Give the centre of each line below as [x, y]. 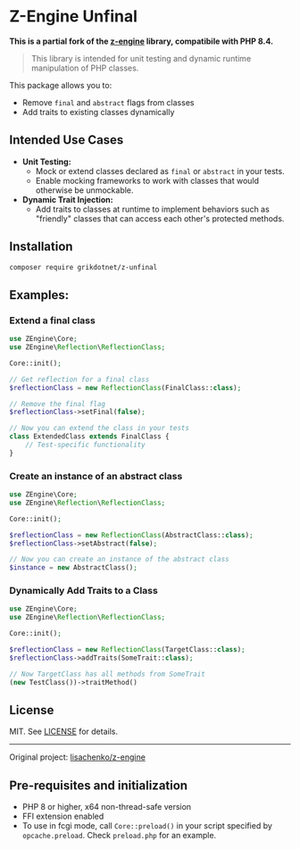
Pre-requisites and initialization [99, 785]
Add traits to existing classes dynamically [98, 112]
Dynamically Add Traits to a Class [83, 591]
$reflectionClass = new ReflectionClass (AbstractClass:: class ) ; [131, 535]
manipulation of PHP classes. [85, 68]
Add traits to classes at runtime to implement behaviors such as [152, 209]
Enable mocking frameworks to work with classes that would [147, 180]
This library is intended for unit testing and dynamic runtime [141, 58]
